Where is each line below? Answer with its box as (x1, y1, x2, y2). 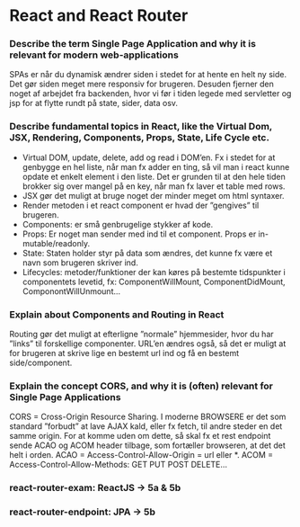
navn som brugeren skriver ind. (22, 257, 139, 268)
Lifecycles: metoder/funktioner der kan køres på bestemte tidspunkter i (22, 266, 286, 277)
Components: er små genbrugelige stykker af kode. (22, 219, 214, 229)
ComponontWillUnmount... (22, 285, 121, 297)
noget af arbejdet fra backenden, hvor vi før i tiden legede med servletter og (9, 88, 292, 99)
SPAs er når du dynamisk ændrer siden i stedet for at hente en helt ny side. (9, 69, 287, 80)
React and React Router (9, 5, 189, 26)
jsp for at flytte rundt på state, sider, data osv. (9, 98, 178, 109)
